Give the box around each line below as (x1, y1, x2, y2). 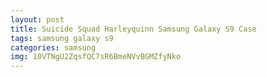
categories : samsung (10, 42, 97, 53)
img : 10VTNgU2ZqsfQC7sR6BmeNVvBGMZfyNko (10, 52, 182, 62)
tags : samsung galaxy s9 (10, 33, 114, 43)
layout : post (10, 14, 65, 25)
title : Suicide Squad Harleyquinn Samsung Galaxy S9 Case (10, 24, 257, 34)
